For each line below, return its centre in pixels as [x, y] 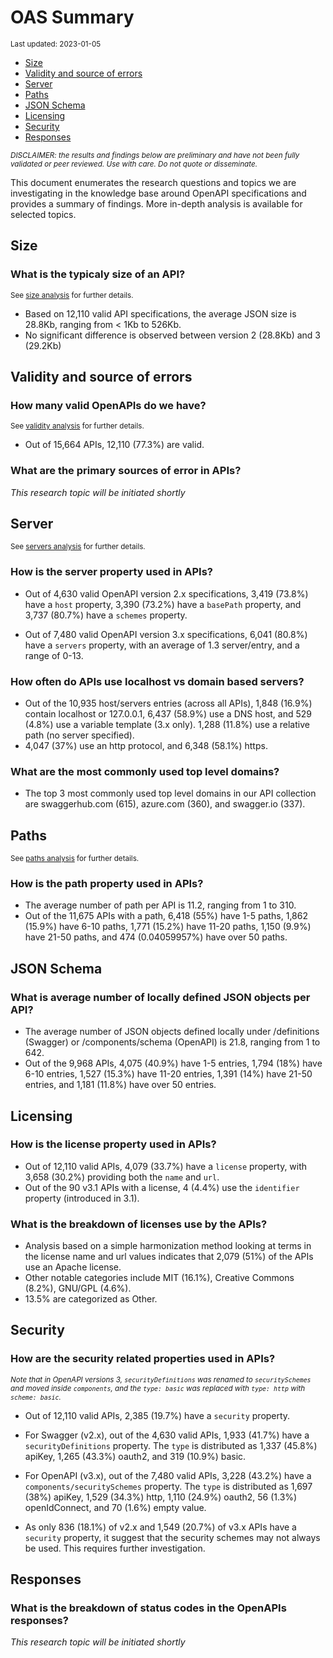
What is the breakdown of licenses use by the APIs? [139, 1224]
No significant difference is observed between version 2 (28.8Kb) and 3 [172, 335]
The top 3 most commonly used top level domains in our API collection [170, 793]
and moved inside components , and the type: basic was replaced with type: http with [158, 1388]
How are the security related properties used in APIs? [143, 1359]
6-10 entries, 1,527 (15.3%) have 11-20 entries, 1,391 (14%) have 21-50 [168, 1074]
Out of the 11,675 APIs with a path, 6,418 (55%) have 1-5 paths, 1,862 [166, 916]
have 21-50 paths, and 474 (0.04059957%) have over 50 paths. [156, 937]
